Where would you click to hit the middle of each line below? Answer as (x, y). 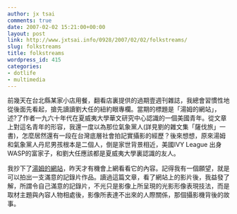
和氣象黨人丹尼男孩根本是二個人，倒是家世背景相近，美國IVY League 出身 (115, 145)
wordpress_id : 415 (34, 60)
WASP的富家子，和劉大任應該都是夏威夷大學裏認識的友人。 (93, 153)
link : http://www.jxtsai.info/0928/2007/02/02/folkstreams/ (98, 40)
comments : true (30, 20)
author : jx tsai (31, 14)
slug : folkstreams (34, 47)
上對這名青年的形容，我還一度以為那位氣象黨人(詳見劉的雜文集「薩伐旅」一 (117, 127)
